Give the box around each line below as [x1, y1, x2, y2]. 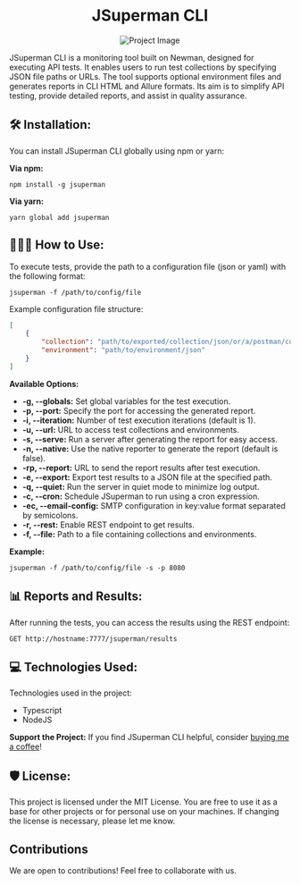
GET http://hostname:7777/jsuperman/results [9, 634, 178, 644]
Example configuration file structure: [9, 303, 144, 314]
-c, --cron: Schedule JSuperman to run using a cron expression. [21, 491, 261, 501]
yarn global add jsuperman [9, 213, 110, 222]
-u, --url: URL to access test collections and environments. [21, 424, 239, 434]
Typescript [21, 705, 62, 716]
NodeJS [21, 714, 53, 725]
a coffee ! [9, 741, 42, 752]
